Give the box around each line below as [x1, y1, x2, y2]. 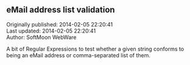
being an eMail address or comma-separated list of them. [6, 51, 151, 59]
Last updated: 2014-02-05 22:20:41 [6, 27, 96, 34]
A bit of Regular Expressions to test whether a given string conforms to [6, 45, 185, 52]
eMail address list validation [6, 5, 115, 15]
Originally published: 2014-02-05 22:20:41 [6, 20, 113, 28]
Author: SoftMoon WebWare [6, 33, 77, 41]
